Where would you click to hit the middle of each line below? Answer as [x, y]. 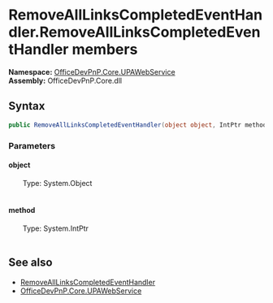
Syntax [27, 106]
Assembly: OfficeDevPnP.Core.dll [65, 80]
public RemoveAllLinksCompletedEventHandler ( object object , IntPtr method [138, 125]
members [105, 50]
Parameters [32, 145]
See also [30, 263]
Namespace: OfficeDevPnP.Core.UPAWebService [92, 71]
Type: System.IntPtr [56, 228]
